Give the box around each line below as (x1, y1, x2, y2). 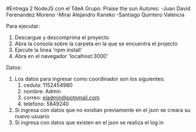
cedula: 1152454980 (23, 82, 73, 89)
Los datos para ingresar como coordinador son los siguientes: (14, 76, 165, 82)
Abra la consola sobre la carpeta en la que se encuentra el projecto (14, 40, 178, 47)
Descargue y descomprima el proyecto (14, 34, 109, 40)
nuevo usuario (14, 113, 50, 120)
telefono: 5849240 (23, 100, 69, 107)
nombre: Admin (23, 88, 61, 94)
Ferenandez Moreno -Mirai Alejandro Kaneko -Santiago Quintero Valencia (6, 11, 185, 18)
